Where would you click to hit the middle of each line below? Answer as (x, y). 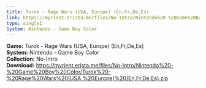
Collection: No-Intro (32, 59)
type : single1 (25, 23)
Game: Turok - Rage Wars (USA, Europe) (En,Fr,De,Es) (75, 46)
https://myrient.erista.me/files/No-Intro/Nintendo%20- (105, 66)
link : (13, 18)
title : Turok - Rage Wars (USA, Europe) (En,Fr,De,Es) (78, 12)
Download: (21, 66)
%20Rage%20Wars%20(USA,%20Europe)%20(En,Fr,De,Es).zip (87, 78)
